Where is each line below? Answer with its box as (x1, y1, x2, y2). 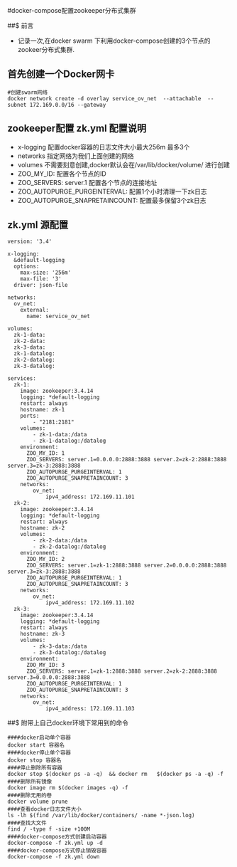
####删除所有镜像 (7, 778, 52, 785)
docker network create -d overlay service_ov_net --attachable (7, 95, 202, 102)
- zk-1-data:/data (33, 431, 87, 438)
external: (20, 307, 50, 314)
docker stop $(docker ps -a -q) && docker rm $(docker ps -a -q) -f (7, 771, 224, 778)
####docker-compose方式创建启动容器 (7, 834, 107, 841)
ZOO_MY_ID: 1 (26, 450, 65, 457)
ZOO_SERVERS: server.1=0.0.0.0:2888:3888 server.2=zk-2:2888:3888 (26, 456, 227, 463)
